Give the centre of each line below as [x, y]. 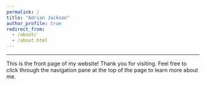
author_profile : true [34, 23]
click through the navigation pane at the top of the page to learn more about [102, 70]
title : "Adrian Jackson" [38, 18]
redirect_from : [26, 29]
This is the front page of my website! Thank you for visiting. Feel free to [97, 64]
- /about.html [30, 40]
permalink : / [23, 12]
